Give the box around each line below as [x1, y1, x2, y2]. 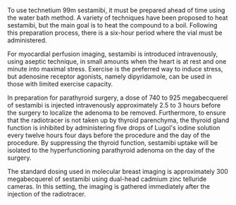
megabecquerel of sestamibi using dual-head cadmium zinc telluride [7, 175, 207, 183]
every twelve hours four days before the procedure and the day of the [7, 131, 211, 139]
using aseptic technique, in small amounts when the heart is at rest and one [7, 57, 227, 66]
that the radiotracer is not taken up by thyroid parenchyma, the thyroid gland [7, 116, 230, 124]
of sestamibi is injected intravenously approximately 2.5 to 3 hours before [7, 101, 221, 109]
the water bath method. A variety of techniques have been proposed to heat [7, 13, 228, 22]
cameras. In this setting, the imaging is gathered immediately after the [7, 182, 210, 190]
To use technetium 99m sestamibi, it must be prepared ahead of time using [7, 6, 225, 14]
